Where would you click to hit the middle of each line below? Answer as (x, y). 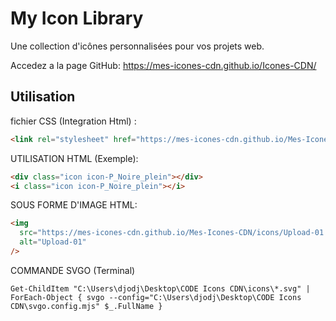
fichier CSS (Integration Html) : (73, 121)
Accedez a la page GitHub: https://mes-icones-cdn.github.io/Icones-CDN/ (163, 65)
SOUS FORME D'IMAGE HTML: (74, 205)
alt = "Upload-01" (53, 242)
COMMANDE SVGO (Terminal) (73, 270)
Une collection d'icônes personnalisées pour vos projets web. (137, 46)
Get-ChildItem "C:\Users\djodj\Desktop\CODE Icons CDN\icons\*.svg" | (160, 288)
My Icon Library (77, 18)
